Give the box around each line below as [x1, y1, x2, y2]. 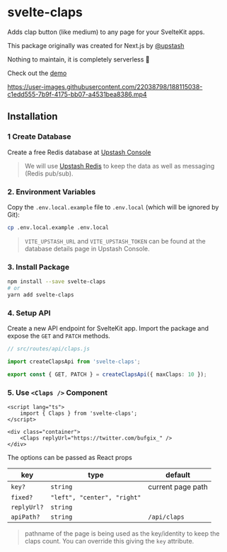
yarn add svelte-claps [7, 291, 74, 298]
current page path [148, 482, 209, 492]
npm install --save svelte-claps [7, 278, 106, 285]
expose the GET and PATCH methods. [7, 332, 111, 340]
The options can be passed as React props [7, 453, 132, 461]
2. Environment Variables [7, 187, 96, 197]
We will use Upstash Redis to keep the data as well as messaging [24, 161, 215, 170]
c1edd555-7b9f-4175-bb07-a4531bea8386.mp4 [7, 90, 147, 98]
